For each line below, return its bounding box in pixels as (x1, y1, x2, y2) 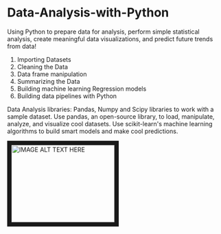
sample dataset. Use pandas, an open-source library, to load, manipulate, (7, 112, 215, 121)
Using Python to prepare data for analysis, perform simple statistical (7, 27, 200, 36)
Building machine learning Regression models (16, 84, 147, 93)
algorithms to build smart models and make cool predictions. (7, 127, 178, 135)
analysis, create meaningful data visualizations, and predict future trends (7, 34, 213, 43)
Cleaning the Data (16, 62, 69, 71)
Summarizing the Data (16, 77, 80, 85)
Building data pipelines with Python (16, 91, 117, 100)
